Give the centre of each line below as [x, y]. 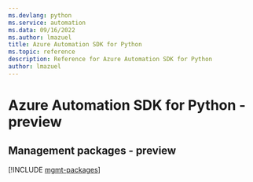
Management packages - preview [92, 151]
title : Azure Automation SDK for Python [75, 45]
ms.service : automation [47, 23]
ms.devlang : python [40, 15]
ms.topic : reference [42, 52]
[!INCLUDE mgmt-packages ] [54, 169]
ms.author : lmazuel [40, 37]
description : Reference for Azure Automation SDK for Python [110, 60]
